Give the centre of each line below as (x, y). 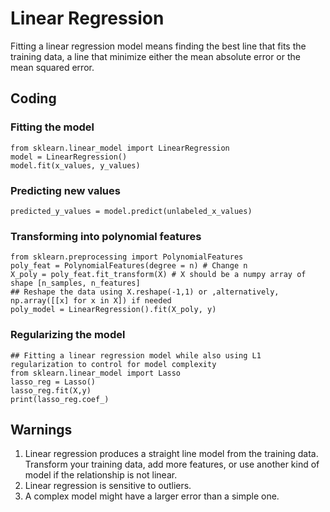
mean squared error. (52, 67)
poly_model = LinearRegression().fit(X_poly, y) (113, 310)
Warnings (41, 429)
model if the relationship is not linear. (101, 475)
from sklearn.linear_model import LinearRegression (120, 148)
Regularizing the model (68, 335)
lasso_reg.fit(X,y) (51, 390)
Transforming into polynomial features (106, 236)
